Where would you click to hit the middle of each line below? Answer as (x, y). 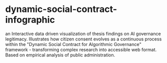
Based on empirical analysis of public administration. (60, 55)
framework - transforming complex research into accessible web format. (81, 49)
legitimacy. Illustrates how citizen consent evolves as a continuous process (83, 39)
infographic (30, 20)
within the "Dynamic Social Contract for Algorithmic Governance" (73, 44)
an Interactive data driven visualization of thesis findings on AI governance (83, 33)
